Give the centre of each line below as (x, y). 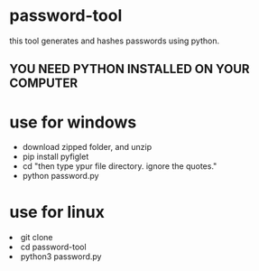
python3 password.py (61, 257)
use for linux (57, 212)
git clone (37, 238)
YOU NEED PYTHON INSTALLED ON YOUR (129, 69)
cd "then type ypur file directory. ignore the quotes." (120, 166)
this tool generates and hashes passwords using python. (114, 41)
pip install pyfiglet (55, 157)
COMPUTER (44, 84)
